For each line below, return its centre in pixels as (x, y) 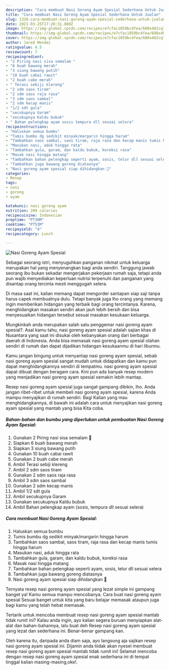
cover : (13, 38)
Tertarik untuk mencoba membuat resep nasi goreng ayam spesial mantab (82, 615)
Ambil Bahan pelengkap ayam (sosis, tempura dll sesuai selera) (78, 507)
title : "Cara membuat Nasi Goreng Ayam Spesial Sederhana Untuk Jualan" (83, 15)
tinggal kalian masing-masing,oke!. (42, 662)
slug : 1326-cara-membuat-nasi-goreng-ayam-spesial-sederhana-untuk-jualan (86, 19)
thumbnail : (17, 33)
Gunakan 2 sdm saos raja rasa (44, 475)
